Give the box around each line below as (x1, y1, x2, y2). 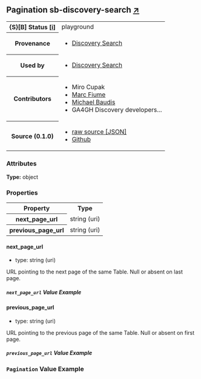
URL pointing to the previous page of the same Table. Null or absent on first (6, 329, 195, 336)
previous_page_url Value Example (6, 349, 93, 357)
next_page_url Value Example (6, 288, 82, 296)
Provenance (15, 39, 50, 48)
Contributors (13, 95, 51, 103)
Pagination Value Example (6, 364, 84, 373)
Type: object (6, 173, 38, 181)
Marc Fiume (71, 90, 106, 99)
